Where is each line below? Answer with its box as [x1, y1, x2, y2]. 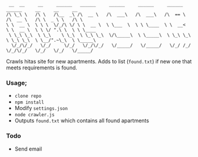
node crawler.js [14, 112, 55, 118]
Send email [14, 145, 42, 152]
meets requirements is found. [6, 64, 78, 71]
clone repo [14, 93, 42, 99]
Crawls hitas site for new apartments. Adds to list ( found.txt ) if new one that [6, 58, 192, 65]
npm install [14, 99, 44, 105]
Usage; [6, 79, 28, 87]
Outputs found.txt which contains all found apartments [14, 117, 149, 124]
